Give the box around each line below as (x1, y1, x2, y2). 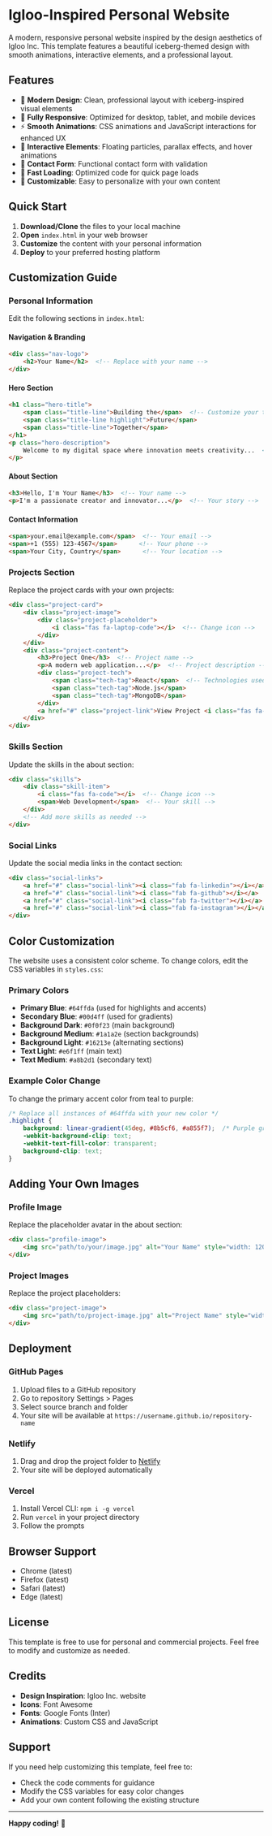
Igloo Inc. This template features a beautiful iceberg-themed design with (8, 41, 249, 50)
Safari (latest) (19, 1583, 66, 1593)
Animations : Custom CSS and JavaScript (19, 1717, 159, 1726)
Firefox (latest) (19, 1574, 70, 1585)
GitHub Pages (8, 1366, 64, 1378)
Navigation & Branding (8, 331, 86, 342)
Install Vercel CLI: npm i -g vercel (19, 1504, 135, 1513)
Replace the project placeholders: (8, 1288, 121, 1298)
